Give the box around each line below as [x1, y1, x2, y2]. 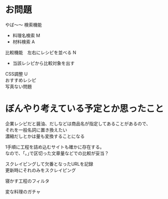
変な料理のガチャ [5, 188, 41, 194]
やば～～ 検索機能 [5, 22, 42, 28]
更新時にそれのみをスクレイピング [5, 167, 76, 173]
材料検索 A [12, 38, 35, 45]
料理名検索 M [12, 32, 40, 38]
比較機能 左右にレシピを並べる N [5, 49, 77, 55]
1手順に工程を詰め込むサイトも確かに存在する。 [5, 144, 104, 150]
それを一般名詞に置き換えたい [5, 126, 67, 133]
